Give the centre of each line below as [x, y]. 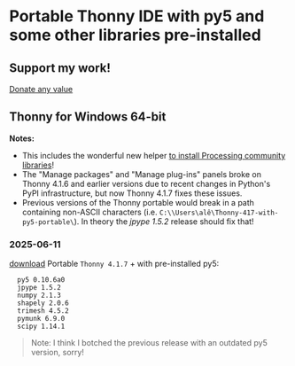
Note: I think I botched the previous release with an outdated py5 [149, 343]
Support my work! [60, 68]
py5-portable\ [48, 222]
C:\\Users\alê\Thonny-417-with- [219, 213]
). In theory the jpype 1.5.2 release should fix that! [164, 221]
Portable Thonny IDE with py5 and [137, 16]
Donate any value [41, 89]
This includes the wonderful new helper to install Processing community [154, 155]
